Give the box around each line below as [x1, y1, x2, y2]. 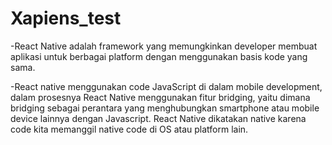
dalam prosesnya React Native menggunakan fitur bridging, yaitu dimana [10, 91, 311, 103]
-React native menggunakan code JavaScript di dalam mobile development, [10, 80, 323, 92]
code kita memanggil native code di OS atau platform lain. [10, 123, 249, 135]
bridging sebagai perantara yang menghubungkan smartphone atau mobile [10, 102, 320, 114]
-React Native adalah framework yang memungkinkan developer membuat [10, 40, 318, 52]
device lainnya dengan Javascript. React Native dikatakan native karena [10, 112, 307, 124]
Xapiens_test [10, 7, 122, 30]
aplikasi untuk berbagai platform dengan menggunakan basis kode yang [10, 50, 308, 62]
